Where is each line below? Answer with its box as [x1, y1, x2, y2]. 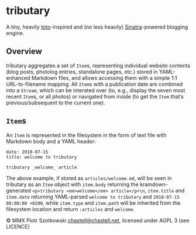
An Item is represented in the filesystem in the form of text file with [6, 131, 167, 138]
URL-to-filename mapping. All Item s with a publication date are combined [6, 80, 183, 87]
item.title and [147, 187, 185, 194]
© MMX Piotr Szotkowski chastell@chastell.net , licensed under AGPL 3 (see [6, 217, 190, 224]
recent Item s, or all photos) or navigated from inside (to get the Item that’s [6, 93, 184, 100]
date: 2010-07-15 [6, 149, 49, 155]
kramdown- [139, 181, 168, 188]
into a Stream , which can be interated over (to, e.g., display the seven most [6, 86, 185, 94]
